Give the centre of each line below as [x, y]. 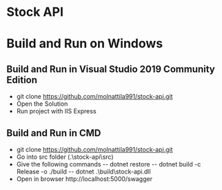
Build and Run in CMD [54, 133]
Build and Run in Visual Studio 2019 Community [111, 69]
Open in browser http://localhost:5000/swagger [84, 179]
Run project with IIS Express [57, 111]
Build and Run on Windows [85, 44]
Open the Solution [42, 104]
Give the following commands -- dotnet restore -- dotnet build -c [109, 164]
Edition [22, 80]
